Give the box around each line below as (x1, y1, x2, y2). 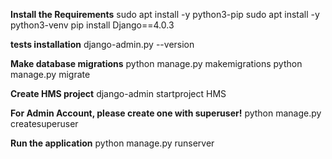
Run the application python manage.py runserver (10, 137, 215, 149)
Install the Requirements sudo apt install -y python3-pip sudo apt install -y (10, 9, 320, 20)
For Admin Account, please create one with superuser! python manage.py (10, 107, 322, 119)
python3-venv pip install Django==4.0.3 (10, 19, 175, 31)
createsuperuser (10, 118, 79, 129)
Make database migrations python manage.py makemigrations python (10, 58, 303, 69)
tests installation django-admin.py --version (10, 39, 195, 50)
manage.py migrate (10, 69, 91, 80)
